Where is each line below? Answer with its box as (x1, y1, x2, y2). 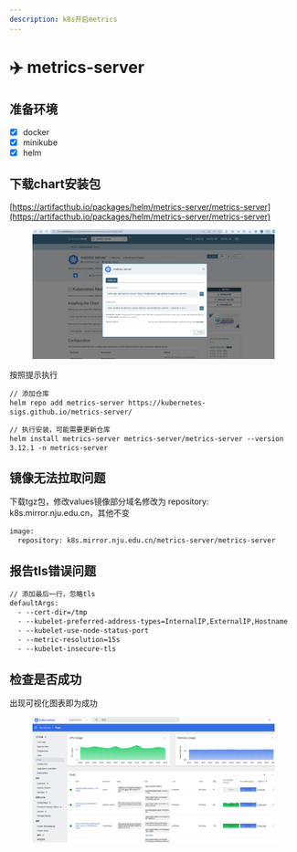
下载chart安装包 (9, 176, 101, 192)
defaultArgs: (9, 599, 59, 608)
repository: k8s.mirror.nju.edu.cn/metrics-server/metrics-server (17, 536, 276, 545)
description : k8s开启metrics (9, 15, 118, 24)
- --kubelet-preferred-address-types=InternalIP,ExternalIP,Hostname (17, 617, 288, 626)
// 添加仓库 (9, 389, 50, 398)
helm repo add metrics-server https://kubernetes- (9, 398, 207, 407)
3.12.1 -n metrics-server (9, 443, 108, 452)
